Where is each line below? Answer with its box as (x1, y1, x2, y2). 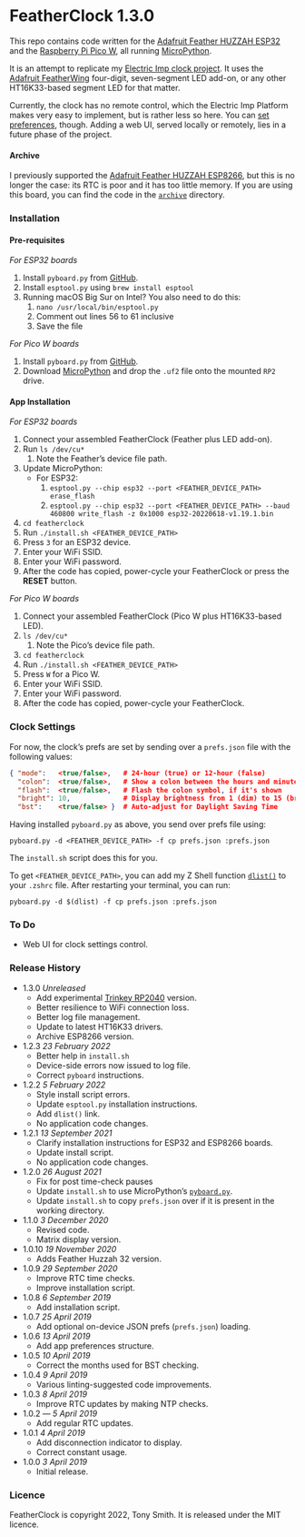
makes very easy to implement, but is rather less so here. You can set (9, 109, 270, 120)
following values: (9, 751, 73, 762)
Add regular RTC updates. (35, 1417, 133, 1429)
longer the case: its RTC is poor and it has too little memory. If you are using (9, 179, 293, 191)
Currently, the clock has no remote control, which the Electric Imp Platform (9, 99, 289, 110)
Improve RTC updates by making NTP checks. (35, 1398, 209, 1409)
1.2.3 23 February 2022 (22, 1040, 111, 1051)
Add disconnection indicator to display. (35, 1437, 183, 1448)
